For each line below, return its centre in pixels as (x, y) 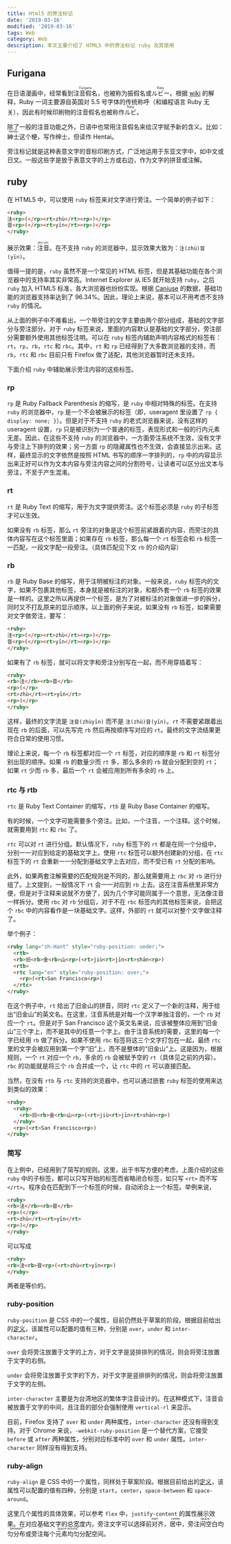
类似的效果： (31, 1089)
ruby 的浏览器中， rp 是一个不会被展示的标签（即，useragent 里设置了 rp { (112, 412)
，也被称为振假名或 (124, 93)
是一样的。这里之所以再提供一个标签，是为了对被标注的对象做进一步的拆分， (115, 599)
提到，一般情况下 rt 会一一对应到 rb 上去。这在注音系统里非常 (125, 885)
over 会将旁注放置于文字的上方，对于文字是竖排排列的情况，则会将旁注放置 (113, 1352)
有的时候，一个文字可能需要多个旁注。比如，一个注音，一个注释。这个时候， (115, 821)
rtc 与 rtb (22, 790)
